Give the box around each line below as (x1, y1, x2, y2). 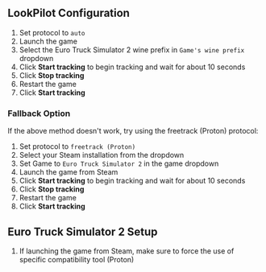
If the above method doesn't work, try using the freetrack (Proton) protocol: (7, 126, 259, 136)
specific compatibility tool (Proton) (19, 254, 135, 264)
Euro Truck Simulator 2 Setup (7, 225, 158, 238)
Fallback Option (7, 108, 71, 119)
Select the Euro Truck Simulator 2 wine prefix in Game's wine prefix (19, 44, 245, 55)
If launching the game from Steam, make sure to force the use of (19, 245, 235, 256)
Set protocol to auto (19, 27, 85, 37)
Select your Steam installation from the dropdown (19, 150, 185, 160)
